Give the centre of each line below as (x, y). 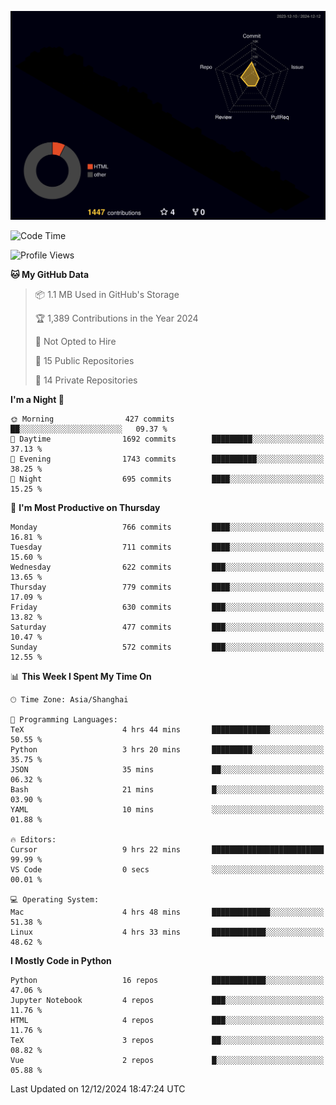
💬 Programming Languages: (64, 720)
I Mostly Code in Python (61, 961)
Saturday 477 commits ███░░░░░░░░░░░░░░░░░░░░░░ (167, 627)
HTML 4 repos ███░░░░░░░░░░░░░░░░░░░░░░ (167, 1021)
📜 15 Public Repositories (84, 361)
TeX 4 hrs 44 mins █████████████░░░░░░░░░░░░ (167, 730)
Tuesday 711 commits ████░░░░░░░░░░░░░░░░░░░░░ (167, 547)
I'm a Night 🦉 (37, 400)
